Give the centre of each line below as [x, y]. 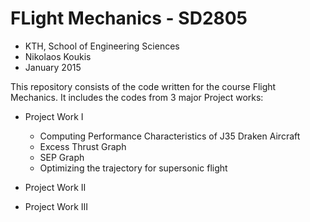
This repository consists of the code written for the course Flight [143, 86]
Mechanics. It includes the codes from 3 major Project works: [137, 97]
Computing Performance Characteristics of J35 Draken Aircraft [170, 136]
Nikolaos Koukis [58, 56]
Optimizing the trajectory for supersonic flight [133, 168]
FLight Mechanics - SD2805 [129, 18]
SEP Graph [62, 157]
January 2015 [53, 67]
